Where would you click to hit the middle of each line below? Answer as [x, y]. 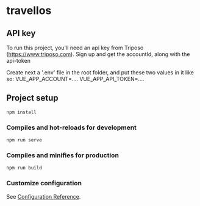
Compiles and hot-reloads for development [72, 127]
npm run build [24, 168]
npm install [21, 112]
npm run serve [24, 140]
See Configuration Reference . [44, 196]
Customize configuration [44, 183]
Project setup [33, 98]
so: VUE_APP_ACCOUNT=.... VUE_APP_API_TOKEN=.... [75, 79]
